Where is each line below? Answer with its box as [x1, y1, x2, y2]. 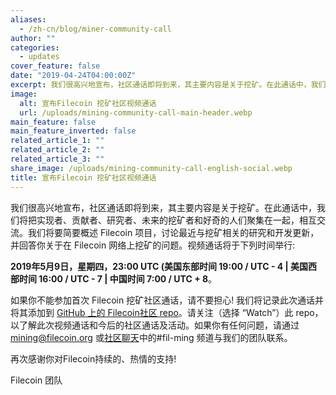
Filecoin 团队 [10, 374, 63, 386]
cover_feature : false [10, 61, 101, 71]
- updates [19, 52, 60, 62]
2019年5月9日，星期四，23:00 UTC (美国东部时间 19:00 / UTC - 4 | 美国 [10, 260, 309, 272]
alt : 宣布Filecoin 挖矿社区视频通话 [19, 98, 157, 108]
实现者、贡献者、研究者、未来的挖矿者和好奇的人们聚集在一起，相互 [36, 214, 317, 226]
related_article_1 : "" [10, 136, 105, 146]
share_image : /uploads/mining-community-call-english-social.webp [10, 163, 293, 173]
